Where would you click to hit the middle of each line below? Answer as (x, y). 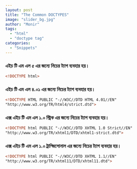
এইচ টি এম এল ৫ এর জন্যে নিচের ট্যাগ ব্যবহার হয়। (47, 66)
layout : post (19, 10)
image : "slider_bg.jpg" (30, 19)
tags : (11, 29)
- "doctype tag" (27, 39)
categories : (18, 43)
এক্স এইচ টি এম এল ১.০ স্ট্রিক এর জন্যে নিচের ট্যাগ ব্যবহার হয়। (57, 118)
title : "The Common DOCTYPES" (37, 15)
